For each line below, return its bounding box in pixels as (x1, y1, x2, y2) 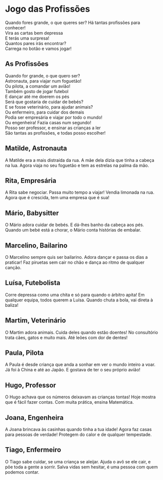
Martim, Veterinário (5, 317, 66, 325)
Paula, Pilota (5, 349, 44, 357)
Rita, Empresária (5, 176, 56, 184)
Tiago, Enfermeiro (5, 446, 61, 454)
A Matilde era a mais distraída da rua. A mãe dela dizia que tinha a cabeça (5, 157, 155, 163)
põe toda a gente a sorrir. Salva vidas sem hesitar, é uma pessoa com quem (5, 464, 158, 470)
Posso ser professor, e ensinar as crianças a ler (5, 125, 101, 131)
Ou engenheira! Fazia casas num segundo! (5, 119, 92, 125)
